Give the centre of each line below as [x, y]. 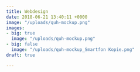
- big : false [22, 44]
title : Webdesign [27, 11]
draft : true [21, 55]
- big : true [21, 33]
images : [16, 28]
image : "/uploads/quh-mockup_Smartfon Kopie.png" [73, 50]
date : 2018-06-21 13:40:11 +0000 [47, 17]
